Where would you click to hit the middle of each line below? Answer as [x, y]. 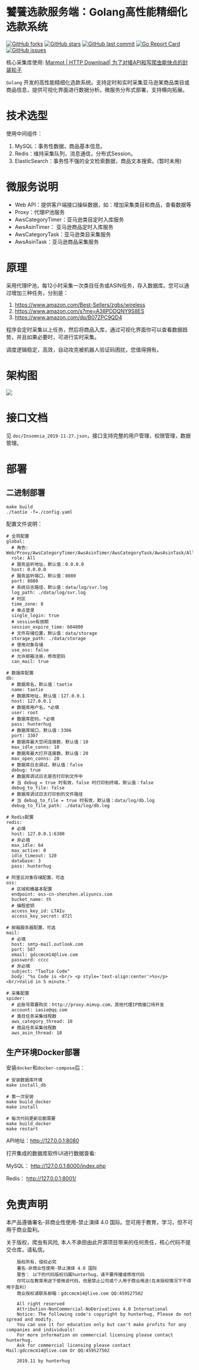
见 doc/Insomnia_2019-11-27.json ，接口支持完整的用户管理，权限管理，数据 [99, 435]
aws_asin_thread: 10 [37, 1033]
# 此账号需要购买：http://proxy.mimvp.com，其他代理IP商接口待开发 [88, 1005]
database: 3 [26, 861]
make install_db [26, 1085]
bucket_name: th [31, 899]
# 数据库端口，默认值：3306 [42, 730]
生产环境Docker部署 [43, 1052]
